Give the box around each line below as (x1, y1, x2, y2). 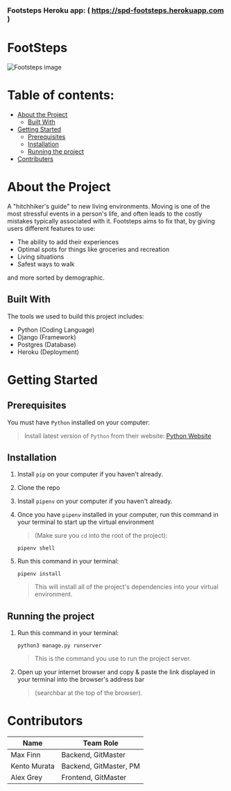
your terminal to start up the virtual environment (17, 518, 155, 527)
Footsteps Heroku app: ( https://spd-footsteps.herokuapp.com (7, 6, 224, 15)
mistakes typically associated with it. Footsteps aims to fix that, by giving (7, 216, 215, 225)
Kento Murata (10, 761, 55, 771)
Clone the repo (17, 484, 60, 492)
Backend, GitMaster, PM (61, 761, 140, 771)
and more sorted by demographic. (7, 273, 105, 282)
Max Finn (10, 750, 41, 760)
